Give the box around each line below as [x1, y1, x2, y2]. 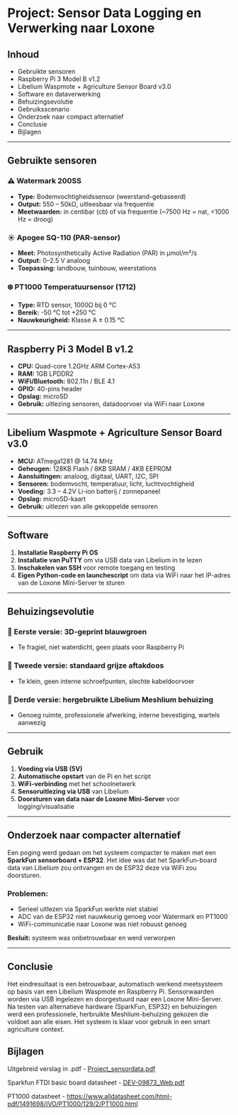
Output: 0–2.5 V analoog [17, 256, 91, 264]
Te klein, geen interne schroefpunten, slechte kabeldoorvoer [17, 677, 195, 685]
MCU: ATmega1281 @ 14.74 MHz [17, 457, 113, 465]
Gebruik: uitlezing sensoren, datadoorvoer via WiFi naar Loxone [17, 400, 205, 408]
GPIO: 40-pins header [17, 385, 83, 393]
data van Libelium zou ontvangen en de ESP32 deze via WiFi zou [7, 863, 197, 871]
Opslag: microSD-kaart [17, 494, 86, 503]
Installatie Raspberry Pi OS [17, 548, 98, 557]
